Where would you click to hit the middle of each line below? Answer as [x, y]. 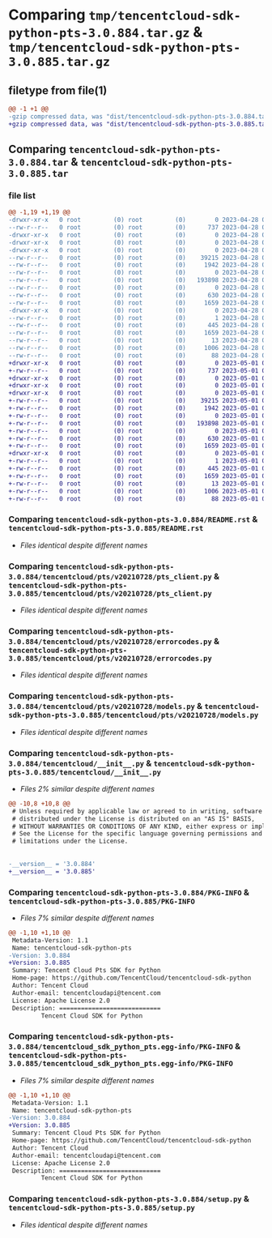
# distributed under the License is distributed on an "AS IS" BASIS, [133, 819]
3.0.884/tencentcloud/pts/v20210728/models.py [102, 707]
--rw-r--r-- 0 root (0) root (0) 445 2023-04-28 [134, 326]
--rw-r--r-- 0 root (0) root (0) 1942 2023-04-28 [134, 265]
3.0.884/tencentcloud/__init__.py [76, 764]
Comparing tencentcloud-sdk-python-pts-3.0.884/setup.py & [129, 1199]
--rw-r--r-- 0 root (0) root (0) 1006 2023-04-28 [134, 348]
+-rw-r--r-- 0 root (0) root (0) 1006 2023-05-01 [134, 491]
